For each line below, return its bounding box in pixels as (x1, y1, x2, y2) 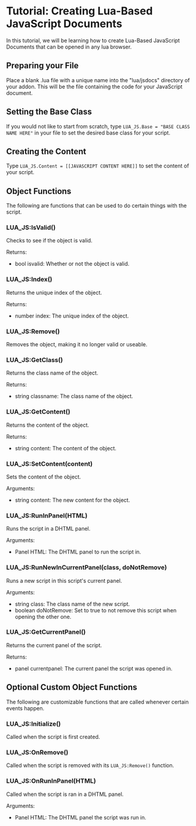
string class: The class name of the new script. (14, 600, 130, 607)
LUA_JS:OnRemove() (6, 748, 69, 756)
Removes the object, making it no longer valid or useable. (6, 341, 148, 348)
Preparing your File (6, 61, 79, 71)
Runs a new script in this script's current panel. (6, 577, 122, 584)
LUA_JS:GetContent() (6, 408, 71, 416)
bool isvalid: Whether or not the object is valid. (14, 260, 130, 268)
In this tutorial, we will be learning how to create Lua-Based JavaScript (6, 37, 180, 44)
